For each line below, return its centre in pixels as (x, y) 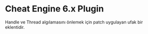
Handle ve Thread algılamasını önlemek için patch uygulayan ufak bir (74, 22)
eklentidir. (15, 27)
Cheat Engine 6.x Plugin (55, 9)
